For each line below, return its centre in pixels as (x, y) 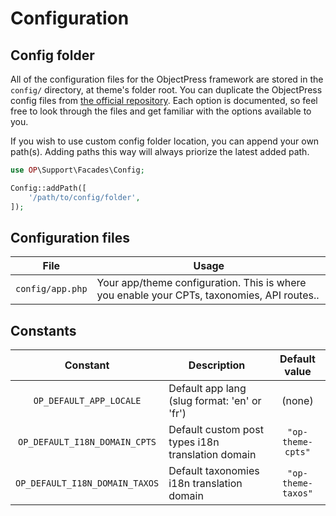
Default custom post (216, 430)
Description (217, 365)
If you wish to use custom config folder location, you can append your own (165, 141)
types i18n (194, 442)
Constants (43, 330)
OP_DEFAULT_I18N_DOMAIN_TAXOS (87, 483)
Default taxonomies (214, 471)
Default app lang (207, 389)
